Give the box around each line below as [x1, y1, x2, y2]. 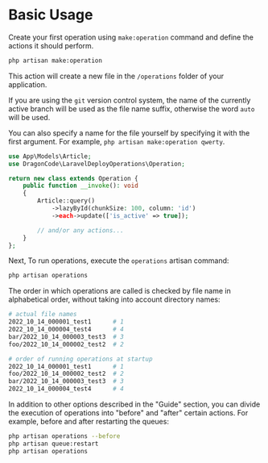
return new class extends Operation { [8, 174, 138, 182]
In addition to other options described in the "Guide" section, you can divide [8, 399, 261, 409]
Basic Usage [8, 6, 93, 24]
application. [8, 79, 47, 90]
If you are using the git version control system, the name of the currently [8, 95, 251, 105]
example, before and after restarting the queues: [8, 417, 169, 427]
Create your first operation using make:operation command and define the [8, 32, 254, 42]
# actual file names [8, 311, 78, 319]
